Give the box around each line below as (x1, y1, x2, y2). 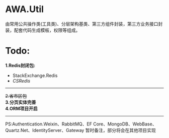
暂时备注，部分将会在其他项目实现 (85, 127, 156, 133)
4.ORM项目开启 (5, 105, 38, 111)
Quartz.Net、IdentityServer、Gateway (5, 127, 84, 133)
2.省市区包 (5, 93, 27, 99)
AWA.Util (5, 4, 44, 15)
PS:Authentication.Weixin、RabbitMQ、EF (5, 121, 92, 127)
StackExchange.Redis (12, 72, 58, 79)
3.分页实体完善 (5, 99, 36, 105)
